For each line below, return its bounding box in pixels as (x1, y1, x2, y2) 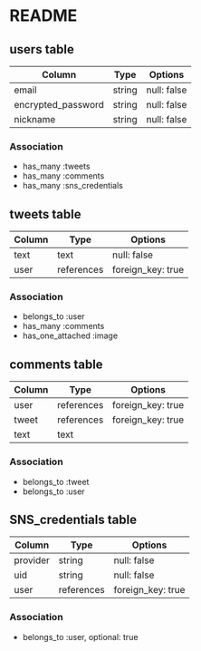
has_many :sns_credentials (22, 180, 124, 191)
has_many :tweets (22, 160, 91, 172)
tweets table (9, 206, 81, 222)
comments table (9, 356, 103, 372)
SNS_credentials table (9, 511, 138, 527)
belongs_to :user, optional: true (22, 631, 139, 642)
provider (14, 554, 50, 567)
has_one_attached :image (22, 330, 119, 341)
